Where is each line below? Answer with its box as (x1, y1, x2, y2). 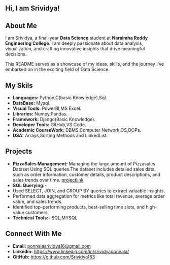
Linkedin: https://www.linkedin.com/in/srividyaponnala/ (12, 248, 129, 254)
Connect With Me (5, 229, 62, 238)
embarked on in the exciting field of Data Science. (5, 66, 110, 73)
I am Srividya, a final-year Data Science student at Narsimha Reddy (5, 35, 148, 41)
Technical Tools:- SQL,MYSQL (12, 215, 78, 221)
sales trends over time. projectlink (12, 176, 84, 183)
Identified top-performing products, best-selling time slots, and (12, 203, 145, 210)
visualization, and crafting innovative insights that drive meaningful (5, 46, 145, 52)
